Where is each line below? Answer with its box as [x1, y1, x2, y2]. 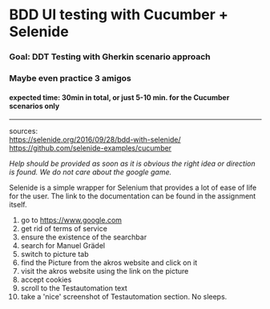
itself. [9, 200, 27, 210]
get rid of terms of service [20, 224, 107, 234]
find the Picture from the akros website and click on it [20, 258, 198, 267]
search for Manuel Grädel [20, 241, 106, 251]
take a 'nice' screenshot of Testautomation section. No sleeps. [20, 292, 228, 302]
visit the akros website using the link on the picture [20, 267, 189, 276]
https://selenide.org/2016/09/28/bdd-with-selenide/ [9, 134, 181, 145]
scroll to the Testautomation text [20, 283, 127, 293]
